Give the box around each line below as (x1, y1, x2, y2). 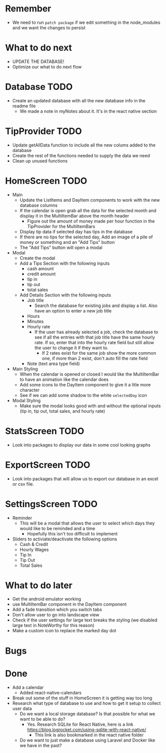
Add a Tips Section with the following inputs (19, 260, 110, 266)
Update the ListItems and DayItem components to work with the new (19, 197, 160, 203)
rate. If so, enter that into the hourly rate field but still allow (34, 339, 155, 345)
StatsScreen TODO (5, 425, 84, 437)
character (19, 387, 40, 393)
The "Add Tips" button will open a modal (19, 244, 103, 250)
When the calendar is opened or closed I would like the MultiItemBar (19, 371, 160, 377)
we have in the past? (19, 742, 62, 748)
